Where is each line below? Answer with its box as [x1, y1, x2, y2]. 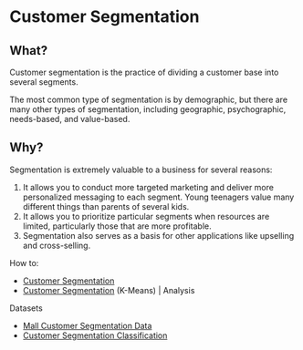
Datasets [9, 303, 43, 314]
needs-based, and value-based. [9, 114, 131, 124]
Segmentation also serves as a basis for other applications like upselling [22, 230, 295, 241]
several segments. [9, 77, 79, 87]
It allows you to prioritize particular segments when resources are [22, 211, 270, 221]
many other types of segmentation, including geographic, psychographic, [9, 104, 287, 115]
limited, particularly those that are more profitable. [22, 221, 212, 232]
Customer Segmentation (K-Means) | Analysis [22, 284, 195, 295]
